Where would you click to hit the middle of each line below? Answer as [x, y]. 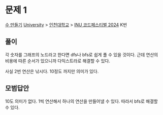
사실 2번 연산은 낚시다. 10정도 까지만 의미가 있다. [52, 71]
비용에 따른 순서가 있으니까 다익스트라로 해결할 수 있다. [58, 61]
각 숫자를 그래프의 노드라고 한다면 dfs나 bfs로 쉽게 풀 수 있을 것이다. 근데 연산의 [82, 54]
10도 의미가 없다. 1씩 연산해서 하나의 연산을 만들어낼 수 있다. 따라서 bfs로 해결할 [81, 101]
